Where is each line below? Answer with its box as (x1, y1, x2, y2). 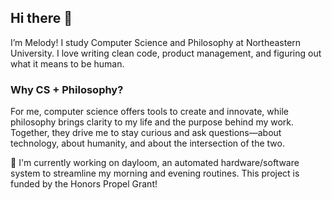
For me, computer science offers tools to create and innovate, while (10, 106, 289, 118)
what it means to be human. (10, 57, 125, 70)
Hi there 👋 (10, 10, 73, 27)
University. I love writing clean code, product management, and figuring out (10, 47, 322, 59)
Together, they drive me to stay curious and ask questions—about (10, 127, 282, 139)
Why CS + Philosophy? (10, 82, 124, 96)
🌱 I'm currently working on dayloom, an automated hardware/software (10, 157, 300, 169)
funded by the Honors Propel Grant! (10, 178, 158, 190)
